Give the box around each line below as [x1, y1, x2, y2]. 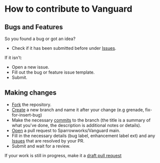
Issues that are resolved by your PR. [11, 138, 85, 143]
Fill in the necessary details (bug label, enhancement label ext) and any [11, 133, 155, 139]
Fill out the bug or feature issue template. [11, 69, 95, 75]
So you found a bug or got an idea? [4, 36, 76, 41]
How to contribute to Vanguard [4, 3, 133, 15]
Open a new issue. [11, 64, 49, 70]
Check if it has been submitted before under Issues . [11, 45, 116, 51]
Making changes [4, 89, 57, 97]
